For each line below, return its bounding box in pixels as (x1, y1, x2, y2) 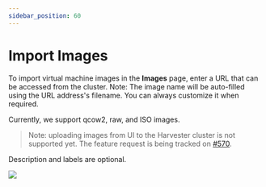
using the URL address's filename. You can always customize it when (8, 90, 239, 100)
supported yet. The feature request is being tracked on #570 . (27, 139, 232, 148)
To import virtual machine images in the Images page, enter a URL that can (8, 73, 259, 83)
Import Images (8, 46, 108, 64)
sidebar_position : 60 (8, 11, 82, 20)
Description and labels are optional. (8, 154, 127, 164)
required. (8, 98, 39, 109)
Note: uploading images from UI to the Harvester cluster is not (27, 130, 236, 139)
